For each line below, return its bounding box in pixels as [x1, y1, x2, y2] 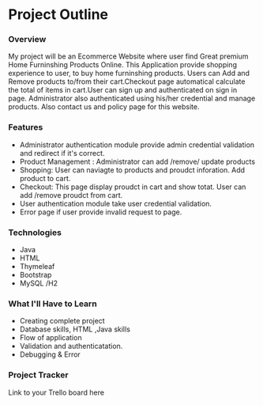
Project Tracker [8, 369, 69, 380]
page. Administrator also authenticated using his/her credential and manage [8, 93, 256, 104]
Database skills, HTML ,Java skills [19, 324, 130, 334]
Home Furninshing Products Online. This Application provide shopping [8, 60, 237, 70]
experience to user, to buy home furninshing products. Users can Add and [8, 69, 250, 78]
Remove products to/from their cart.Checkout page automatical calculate [8, 77, 246, 86]
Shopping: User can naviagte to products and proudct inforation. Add [19, 165, 246, 175]
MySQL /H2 [19, 278, 58, 288]
